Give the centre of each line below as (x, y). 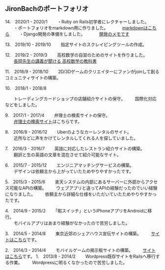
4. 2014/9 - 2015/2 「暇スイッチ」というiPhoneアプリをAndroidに (76, 210)
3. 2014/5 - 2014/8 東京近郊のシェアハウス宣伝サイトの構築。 (73, 234)
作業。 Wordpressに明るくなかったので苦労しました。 (68, 262)
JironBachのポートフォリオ (47, 9)
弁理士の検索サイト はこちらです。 (48, 121)
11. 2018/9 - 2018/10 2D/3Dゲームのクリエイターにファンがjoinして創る (82, 71)
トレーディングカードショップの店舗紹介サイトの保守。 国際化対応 (85, 99)
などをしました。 (22, 104)
